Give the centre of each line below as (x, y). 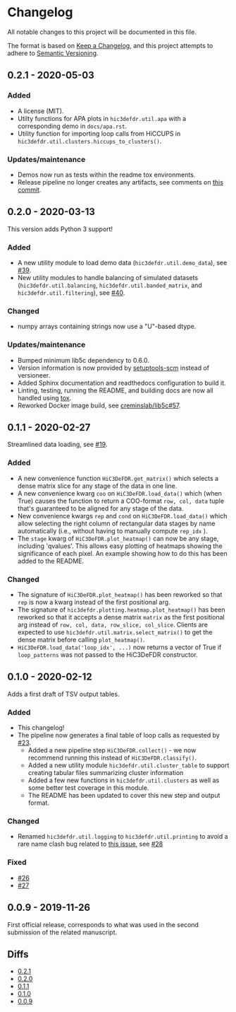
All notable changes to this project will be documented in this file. (102, 32)
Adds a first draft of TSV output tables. (63, 694)
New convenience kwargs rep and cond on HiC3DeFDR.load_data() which (122, 516)
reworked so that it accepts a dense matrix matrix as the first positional (121, 617)
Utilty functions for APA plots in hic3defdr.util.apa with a (102, 118)
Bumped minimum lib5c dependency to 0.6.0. (83, 360)
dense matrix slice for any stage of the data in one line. (97, 486)
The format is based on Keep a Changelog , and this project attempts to (110, 45)
